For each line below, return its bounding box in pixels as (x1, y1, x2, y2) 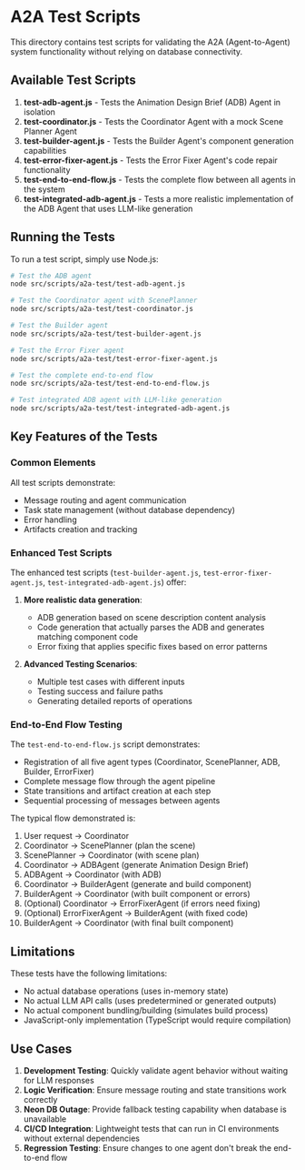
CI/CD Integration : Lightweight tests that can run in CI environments (23, 1123, 280, 1134)
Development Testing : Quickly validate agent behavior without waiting (23, 1064, 289, 1075)
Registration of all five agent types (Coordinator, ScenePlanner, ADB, (23, 757, 280, 768)
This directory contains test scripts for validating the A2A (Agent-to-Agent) (10, 36, 291, 47)
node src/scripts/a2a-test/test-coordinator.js (10, 305, 194, 314)
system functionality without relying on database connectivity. (10, 45, 243, 56)
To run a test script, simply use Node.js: (10, 253, 159, 265)
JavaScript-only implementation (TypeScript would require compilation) (23, 1014, 291, 1025)
